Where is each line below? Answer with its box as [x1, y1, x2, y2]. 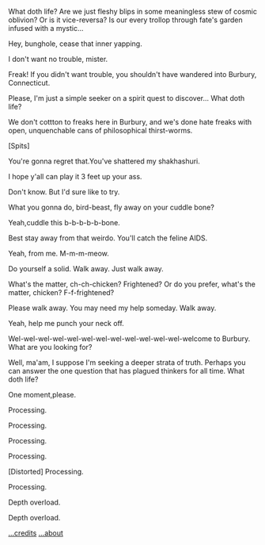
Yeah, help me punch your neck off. [8, 319, 124, 328]
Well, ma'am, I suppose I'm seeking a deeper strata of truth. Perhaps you [8, 358, 247, 367]
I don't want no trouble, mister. [8, 55, 108, 63]
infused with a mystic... [8, 24, 85, 33]
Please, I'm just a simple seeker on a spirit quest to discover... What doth [8, 94, 245, 102]
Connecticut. [8, 79, 51, 87]
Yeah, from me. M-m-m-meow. [8, 249, 109, 258]
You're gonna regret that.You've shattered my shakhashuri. [8, 156, 200, 166]
